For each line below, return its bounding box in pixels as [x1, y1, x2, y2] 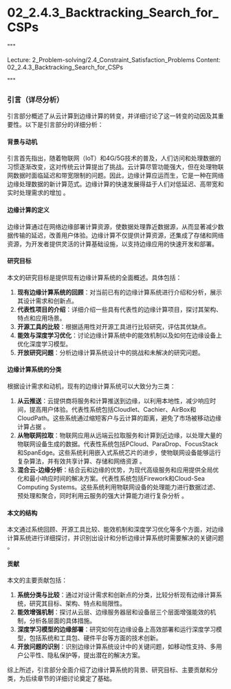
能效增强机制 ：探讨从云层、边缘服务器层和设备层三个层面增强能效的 [16, 608, 210, 617]
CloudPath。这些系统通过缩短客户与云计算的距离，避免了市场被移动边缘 [16, 414, 222, 422]
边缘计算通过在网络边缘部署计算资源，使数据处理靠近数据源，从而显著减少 [7, 222, 218, 230]
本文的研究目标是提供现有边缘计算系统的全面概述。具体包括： [7, 273, 182, 281]
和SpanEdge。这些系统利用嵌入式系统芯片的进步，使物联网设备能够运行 [16, 448, 221, 457]
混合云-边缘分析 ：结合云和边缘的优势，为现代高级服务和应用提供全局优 [16, 466, 219, 474]
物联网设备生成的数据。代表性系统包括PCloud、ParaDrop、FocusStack [16, 440, 219, 448]
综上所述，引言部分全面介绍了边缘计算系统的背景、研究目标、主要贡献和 [7, 666, 212, 674]
